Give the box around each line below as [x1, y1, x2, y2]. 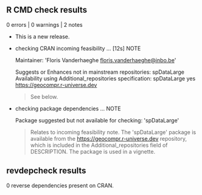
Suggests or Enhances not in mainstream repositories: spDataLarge [15, 68, 184, 76]
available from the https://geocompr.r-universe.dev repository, [30, 135, 187, 142]
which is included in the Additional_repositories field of [30, 141, 169, 149]
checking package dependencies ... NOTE [15, 105, 121, 112]
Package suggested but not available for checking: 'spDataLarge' [15, 116, 179, 124]
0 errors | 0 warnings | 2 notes [6, 21, 83, 28]
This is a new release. [15, 33, 70, 40]
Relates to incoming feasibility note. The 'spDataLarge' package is [30, 128, 197, 136]
